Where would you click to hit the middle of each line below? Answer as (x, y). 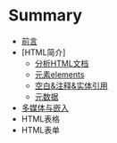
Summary (45, 16)
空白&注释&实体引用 (71, 85)
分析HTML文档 (62, 63)
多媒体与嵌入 (45, 107)
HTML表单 (40, 130)
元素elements (59, 74)
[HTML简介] (43, 52)
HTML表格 (40, 119)
